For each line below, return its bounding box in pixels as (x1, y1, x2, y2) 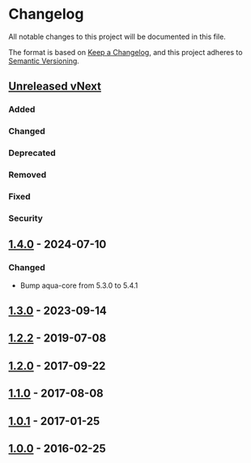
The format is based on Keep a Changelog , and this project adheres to (8, 47, 243, 57)
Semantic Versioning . (8, 56, 79, 66)
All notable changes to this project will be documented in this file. (8, 32, 227, 41)
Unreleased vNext (8, 79, 101, 93)
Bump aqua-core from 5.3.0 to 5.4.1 (19, 281, 138, 290)
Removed (8, 169, 47, 181)
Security (8, 212, 43, 224)
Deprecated (8, 148, 57, 159)
